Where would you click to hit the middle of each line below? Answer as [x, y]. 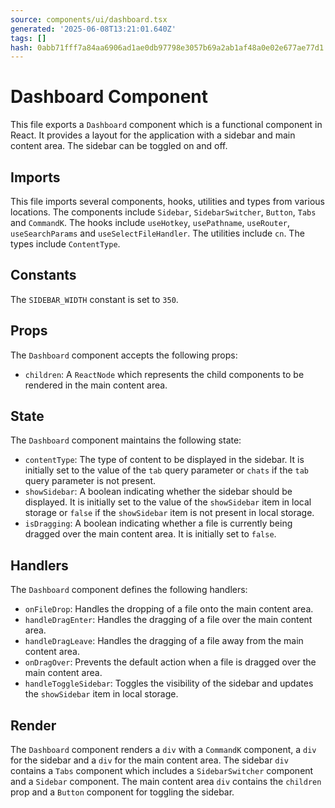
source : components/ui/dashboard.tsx [89, 19]
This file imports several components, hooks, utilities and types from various [167, 201]
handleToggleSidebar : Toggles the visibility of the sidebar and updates [169, 683]
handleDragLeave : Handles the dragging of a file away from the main [164, 641]
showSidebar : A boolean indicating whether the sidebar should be [158, 492]
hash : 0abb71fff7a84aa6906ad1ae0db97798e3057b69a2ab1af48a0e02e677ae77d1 [167, 47]
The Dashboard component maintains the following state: [126, 440]
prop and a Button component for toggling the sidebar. [122, 792]
